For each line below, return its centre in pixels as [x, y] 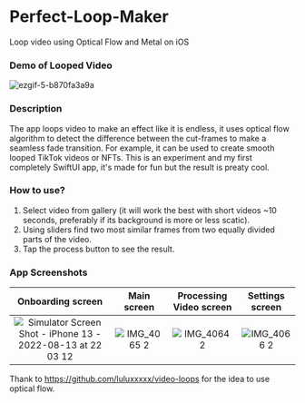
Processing [202, 296]
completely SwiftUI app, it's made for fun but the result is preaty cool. [139, 167]
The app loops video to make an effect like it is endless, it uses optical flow [150, 128]
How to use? [37, 191]
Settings [266, 296]
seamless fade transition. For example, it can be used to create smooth [142, 148]
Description [36, 109]
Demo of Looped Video [61, 65]
